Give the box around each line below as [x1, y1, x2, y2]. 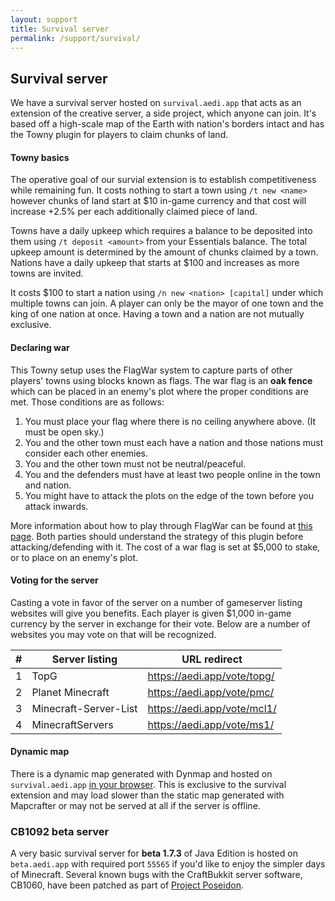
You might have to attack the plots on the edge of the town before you [24, 489, 314, 501]
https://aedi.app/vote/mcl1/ [147, 701, 277, 715]
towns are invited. [10, 267, 84, 280]
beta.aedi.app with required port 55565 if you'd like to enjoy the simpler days [10, 858, 326, 870]
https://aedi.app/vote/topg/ [147, 669, 275, 683]
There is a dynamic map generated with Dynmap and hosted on [10, 768, 273, 780]
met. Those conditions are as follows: [10, 396, 165, 408]
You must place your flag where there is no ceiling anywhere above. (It [24, 415, 317, 427]
